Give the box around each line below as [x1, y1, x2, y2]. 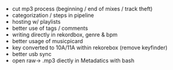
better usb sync [12, 51, 52, 57]
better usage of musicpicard [12, 38, 83, 44]
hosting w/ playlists [12, 18, 61, 25]
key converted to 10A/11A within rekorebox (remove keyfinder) [12, 44, 168, 51]
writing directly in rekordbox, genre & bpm [12, 31, 118, 38]
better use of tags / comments [12, 24, 88, 32]
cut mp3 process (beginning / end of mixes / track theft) [12, 5, 153, 12]
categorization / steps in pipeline [12, 12, 94, 19]
